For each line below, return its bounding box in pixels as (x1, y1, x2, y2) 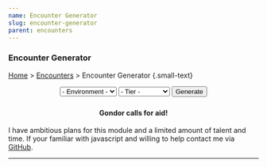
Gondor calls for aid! (99, 108, 168, 117)
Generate (175, 87, 204, 96)
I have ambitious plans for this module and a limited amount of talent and (8, 126, 246, 135)
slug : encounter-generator (8, 19, 98, 27)
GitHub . (8, 142, 33, 152)
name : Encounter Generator (8, 11, 98, 20)
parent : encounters (8, 26, 73, 34)
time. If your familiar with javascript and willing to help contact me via (8, 134, 235, 143)
